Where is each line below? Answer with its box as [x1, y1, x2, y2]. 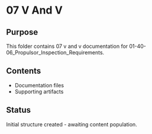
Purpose [6, 27, 38, 37]
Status [6, 105, 31, 115]
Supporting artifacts [14, 88, 64, 95]
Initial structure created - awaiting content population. [6, 120, 137, 128]
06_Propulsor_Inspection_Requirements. [6, 49, 105, 56]
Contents [6, 66, 41, 76]
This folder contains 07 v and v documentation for [6, 43, 128, 50]
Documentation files [14, 81, 64, 89]
